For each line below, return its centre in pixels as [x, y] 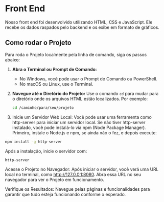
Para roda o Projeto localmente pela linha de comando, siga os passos [76, 54]
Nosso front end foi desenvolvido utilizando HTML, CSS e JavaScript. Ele [79, 22]
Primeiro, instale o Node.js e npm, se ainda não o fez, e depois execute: [84, 132]
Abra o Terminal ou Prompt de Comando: [54, 69]
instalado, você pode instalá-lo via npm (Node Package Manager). [79, 127]
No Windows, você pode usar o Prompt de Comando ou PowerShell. [88, 78]
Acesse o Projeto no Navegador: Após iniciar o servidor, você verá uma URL [82, 169]
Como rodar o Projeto [38, 43]
